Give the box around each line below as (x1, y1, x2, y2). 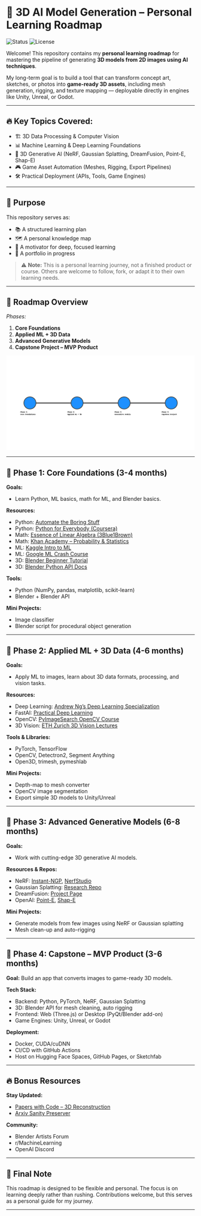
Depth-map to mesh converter (14, 781, 90, 788)
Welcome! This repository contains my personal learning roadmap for (6, 49, 179, 56)
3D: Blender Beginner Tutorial (14, 557, 88, 564)
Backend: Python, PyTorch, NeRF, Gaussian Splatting (14, 997, 146, 1005)
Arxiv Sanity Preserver (14, 1110, 71, 1117)
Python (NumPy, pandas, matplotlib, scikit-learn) (14, 587, 135, 594)
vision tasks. (14, 680, 46, 686)
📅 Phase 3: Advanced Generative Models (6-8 (6, 817, 181, 827)
